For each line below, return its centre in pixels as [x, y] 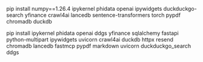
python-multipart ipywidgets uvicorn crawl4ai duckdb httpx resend [90, 39]
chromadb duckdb [29, 21]
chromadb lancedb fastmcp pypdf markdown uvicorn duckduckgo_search [99, 46]
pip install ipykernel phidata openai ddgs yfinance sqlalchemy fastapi [92, 33]
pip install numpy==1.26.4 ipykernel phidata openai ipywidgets [84, 9]
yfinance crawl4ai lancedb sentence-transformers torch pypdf [102, 15]
